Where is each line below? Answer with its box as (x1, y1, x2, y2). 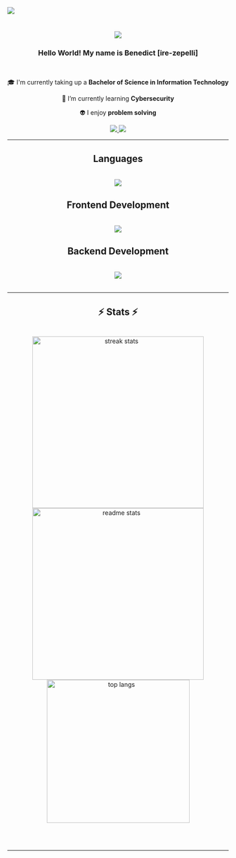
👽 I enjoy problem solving (79, 108, 157, 117)
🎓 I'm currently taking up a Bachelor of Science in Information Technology (7, 78, 229, 87)
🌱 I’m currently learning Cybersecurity (62, 94, 174, 103)
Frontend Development (66, 199, 170, 211)
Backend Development (67, 245, 169, 257)
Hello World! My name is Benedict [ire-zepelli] (37, 48, 199, 58)
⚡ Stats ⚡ (98, 306, 138, 318)
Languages (93, 152, 143, 165)
